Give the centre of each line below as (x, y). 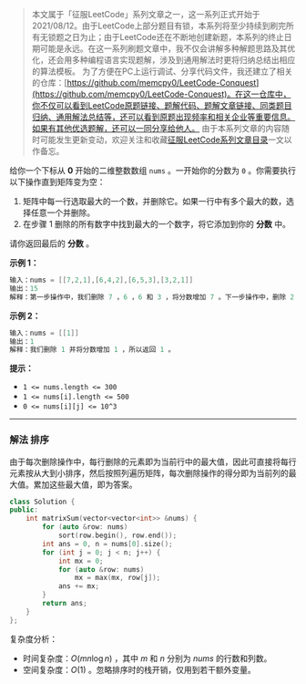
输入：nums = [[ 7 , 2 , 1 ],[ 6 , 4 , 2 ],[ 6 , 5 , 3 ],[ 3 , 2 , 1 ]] (102, 280)
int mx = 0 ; (81, 561)
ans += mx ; (79, 586)
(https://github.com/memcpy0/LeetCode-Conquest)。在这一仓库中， (161, 94)
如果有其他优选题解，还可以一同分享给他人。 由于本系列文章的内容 (157, 128)
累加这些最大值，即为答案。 (85, 484)
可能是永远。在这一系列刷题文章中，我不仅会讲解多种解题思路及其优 (168, 48)
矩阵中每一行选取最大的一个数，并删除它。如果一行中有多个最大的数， (154, 201)
